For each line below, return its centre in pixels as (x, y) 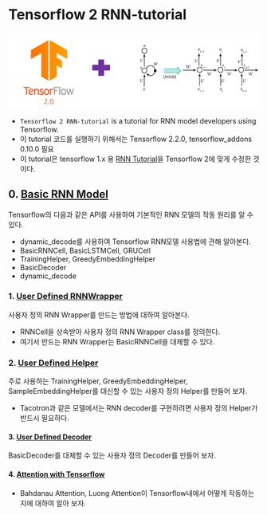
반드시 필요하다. (44, 418)
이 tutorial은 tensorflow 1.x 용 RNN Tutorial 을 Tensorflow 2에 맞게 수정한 (135, 159)
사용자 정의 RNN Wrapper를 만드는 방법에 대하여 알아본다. (99, 315)
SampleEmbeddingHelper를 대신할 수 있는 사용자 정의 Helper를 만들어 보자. (128, 391)
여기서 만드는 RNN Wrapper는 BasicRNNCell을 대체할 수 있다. (117, 341)
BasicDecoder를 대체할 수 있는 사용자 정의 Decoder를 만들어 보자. (112, 455)
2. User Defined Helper (53, 363)
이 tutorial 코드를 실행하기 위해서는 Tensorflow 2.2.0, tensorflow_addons (136, 139)
